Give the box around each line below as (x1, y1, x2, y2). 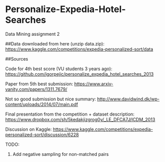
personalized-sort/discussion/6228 (5, 131, 79, 137)
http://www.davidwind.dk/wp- (97, 96, 160, 102)
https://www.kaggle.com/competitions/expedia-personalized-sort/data (5, 46, 153, 52)
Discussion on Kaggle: (5, 126, 52, 132)
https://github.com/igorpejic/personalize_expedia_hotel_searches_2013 (5, 71, 154, 77)
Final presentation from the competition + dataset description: (5, 111, 135, 117)
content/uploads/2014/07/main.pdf (5, 101, 78, 107)
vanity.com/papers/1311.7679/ (5, 86, 67, 92)
